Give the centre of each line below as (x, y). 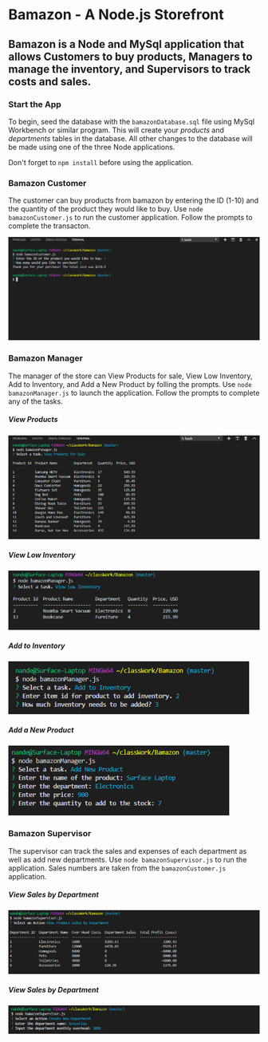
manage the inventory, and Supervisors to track (130, 69)
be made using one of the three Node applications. (92, 147)
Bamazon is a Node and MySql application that (126, 44)
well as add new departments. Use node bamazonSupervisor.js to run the (128, 859)
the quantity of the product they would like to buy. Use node (106, 209)
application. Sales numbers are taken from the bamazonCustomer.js (117, 868)
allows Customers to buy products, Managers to (130, 56)
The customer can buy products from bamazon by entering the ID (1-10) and (134, 200)
